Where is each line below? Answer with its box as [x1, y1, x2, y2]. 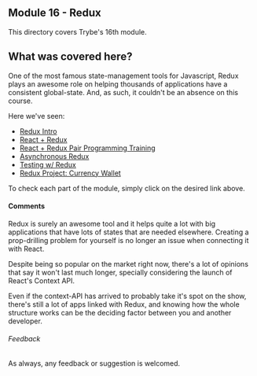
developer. [8, 316, 43, 326]
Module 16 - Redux [8, 6, 101, 20]
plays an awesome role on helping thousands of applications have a [8, 79, 228, 89]
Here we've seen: [8, 111, 65, 120]
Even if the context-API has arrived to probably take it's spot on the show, [8, 291, 247, 300]
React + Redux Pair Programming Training [19, 143, 156, 153]
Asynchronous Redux [19, 151, 90, 160]
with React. [8, 244, 45, 253]
